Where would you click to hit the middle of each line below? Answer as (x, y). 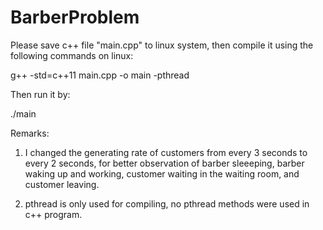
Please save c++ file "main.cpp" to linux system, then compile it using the (162, 45)
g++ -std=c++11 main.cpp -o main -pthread (100, 75)
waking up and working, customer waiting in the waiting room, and (162, 173)
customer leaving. (62, 184)
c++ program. (53, 214)
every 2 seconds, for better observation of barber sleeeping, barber (164, 163)
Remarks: (30, 133)
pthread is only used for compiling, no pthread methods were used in (167, 203)
